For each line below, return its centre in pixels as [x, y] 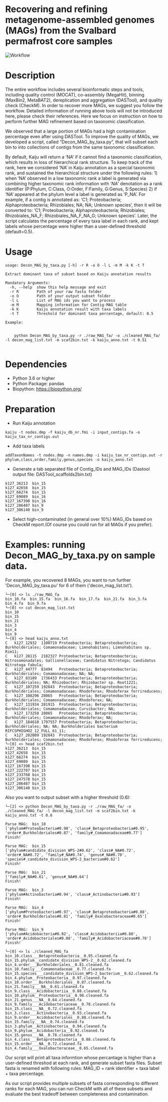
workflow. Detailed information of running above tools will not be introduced [83, 111]
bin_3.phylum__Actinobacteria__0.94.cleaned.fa [56, 1026]
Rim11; [12, 651]
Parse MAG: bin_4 [24, 908]
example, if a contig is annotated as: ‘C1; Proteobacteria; [63, 199]
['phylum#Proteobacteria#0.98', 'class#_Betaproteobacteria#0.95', [77, 828]
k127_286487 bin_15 [26, 784]
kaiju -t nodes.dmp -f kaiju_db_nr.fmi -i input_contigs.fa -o [73, 432]
